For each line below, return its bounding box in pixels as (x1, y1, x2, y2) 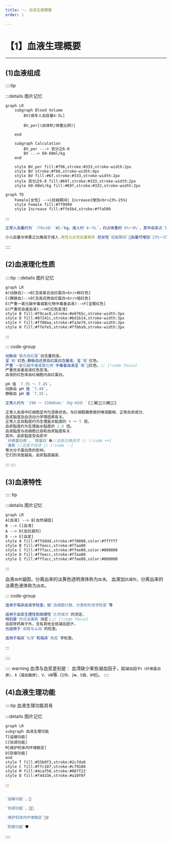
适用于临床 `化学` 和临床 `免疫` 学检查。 (5, 635, 76, 640)
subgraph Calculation (14, 141, 60, 146)
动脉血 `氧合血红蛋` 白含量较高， (5, 353, 63, 358)
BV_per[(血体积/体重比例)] (24, 123, 76, 128)
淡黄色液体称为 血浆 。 (5, 582, 49, 589)
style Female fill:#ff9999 (14, 202, 72, 207)
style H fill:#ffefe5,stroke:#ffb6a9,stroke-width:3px (5, 325, 125, 330)
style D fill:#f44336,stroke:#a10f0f (5, 773, 86, 779)
